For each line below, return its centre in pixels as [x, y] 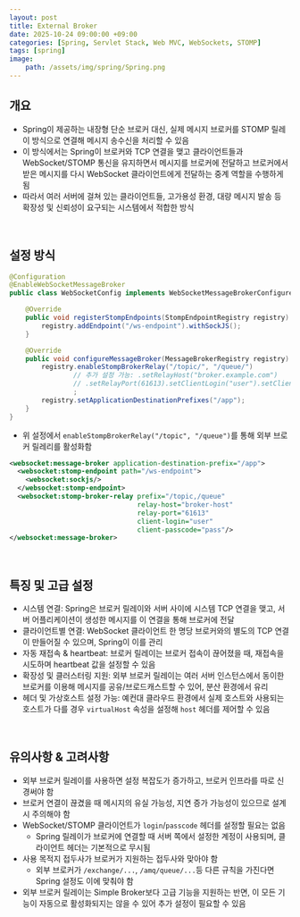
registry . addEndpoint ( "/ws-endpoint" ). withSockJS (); [142, 326]
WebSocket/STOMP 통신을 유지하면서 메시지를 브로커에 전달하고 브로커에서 [155, 163]
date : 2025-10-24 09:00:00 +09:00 [74, 34]
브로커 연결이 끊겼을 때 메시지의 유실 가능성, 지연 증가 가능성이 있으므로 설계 [154, 803]
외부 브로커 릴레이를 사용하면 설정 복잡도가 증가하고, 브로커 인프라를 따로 [148, 780]
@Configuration [37, 277]
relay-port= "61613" [173, 513]
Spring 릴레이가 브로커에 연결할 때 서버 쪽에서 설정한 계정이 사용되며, [156, 836]
